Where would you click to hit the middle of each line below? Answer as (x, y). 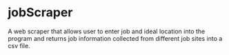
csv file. (19, 45)
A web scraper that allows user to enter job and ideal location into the (107, 31)
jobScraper (40, 13)
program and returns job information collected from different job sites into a (115, 38)
